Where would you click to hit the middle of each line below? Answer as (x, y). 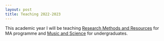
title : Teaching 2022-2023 (33, 14)
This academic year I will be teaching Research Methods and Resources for (82, 28)
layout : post (19, 10)
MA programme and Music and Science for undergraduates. (66, 33)
